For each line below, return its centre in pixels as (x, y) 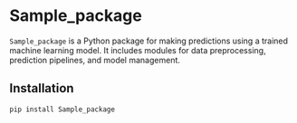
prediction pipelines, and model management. (95, 60)
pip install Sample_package (62, 109)
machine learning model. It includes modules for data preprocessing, (138, 50)
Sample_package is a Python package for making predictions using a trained (148, 41)
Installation (42, 88)
